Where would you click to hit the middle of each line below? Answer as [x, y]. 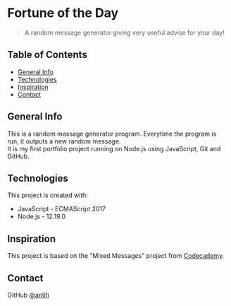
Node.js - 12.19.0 [42, 216]
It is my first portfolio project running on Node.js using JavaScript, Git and [114, 148]
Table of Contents [48, 55]
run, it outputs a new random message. [64, 141]
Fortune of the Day [63, 13]
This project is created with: [48, 195]
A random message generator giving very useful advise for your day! [124, 33]
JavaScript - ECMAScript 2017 [62, 209]
